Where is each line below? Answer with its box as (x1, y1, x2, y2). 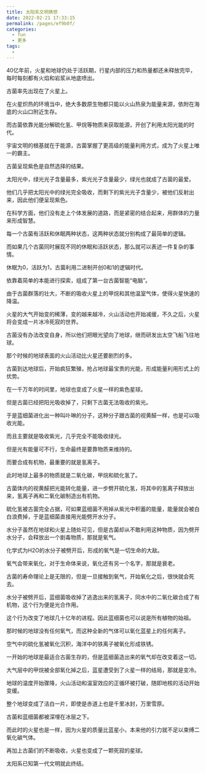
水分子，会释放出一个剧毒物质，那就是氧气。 (6, 533, 120, 540)
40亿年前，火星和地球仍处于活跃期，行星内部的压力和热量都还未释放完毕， (6, 66, 196, 74)
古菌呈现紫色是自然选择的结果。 (6, 162, 87, 169)
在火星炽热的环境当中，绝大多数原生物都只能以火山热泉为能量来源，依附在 (6, 100, 194, 107)
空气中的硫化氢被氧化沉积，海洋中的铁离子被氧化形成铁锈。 (6, 640, 157, 647)
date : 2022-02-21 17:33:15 (6, 15, 75, 21)
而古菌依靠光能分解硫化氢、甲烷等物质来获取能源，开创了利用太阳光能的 (6, 121, 189, 128)
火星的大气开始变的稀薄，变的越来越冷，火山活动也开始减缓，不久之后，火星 (6, 310, 200, 318)
